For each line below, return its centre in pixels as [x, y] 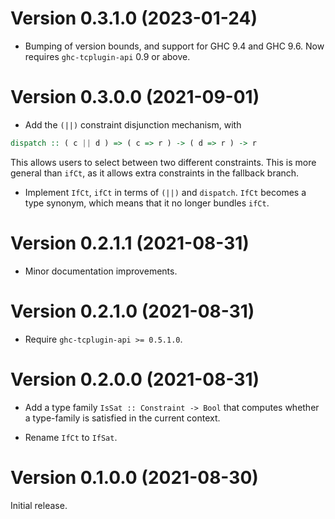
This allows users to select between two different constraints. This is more [163, 162]
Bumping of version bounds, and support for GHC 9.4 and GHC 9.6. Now [174, 46]
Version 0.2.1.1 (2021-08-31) [130, 243]
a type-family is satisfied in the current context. [122, 418]
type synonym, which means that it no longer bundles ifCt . [147, 203]
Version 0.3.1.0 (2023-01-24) [134, 18]
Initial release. [39, 505]
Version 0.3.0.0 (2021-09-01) [135, 97]
